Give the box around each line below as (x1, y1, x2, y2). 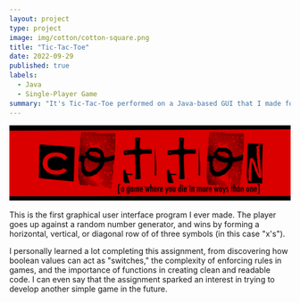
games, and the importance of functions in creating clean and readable (9, 265, 271, 275)
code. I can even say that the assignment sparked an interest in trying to (9, 274, 275, 285)
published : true (9, 61, 70, 70)
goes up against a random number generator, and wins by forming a (9, 219, 260, 230)
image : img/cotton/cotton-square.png (9, 33, 150, 42)
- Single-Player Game (17, 89, 98, 98)
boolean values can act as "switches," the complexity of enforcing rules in (9, 255, 282, 266)
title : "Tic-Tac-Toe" (9, 43, 90, 52)
